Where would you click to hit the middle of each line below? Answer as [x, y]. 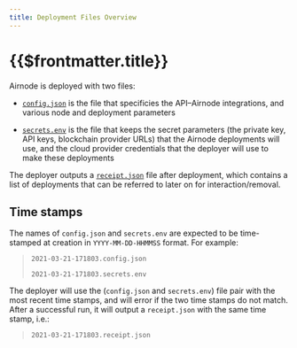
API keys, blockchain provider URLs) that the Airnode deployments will [151, 139]
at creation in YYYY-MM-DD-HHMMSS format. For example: [141, 243]
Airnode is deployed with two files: [72, 86]
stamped [25, 243]
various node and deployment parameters [98, 112]
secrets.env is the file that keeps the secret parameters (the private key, [154, 129]
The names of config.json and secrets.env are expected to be [124, 233]
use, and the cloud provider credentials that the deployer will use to [145, 148]
